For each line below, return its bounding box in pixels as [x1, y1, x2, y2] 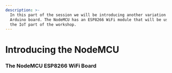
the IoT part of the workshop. [10, 22, 77, 27]
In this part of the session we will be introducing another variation [10, 12, 166, 17]
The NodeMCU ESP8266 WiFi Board [5, 62, 97, 69]
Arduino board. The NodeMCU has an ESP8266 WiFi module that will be [10, 17, 161, 22]
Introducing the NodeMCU [5, 44, 119, 56]
